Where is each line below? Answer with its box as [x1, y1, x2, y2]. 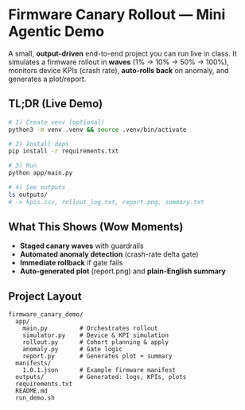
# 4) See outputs [8, 184, 66, 191]
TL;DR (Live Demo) [8, 97, 103, 110]
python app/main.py [8, 169, 73, 177]
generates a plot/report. [8, 74, 87, 83]
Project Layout [8, 289, 82, 303]
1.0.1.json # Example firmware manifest [22, 366, 177, 374]
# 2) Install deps [8, 140, 69, 148]
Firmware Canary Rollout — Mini [8, 6, 226, 24]
